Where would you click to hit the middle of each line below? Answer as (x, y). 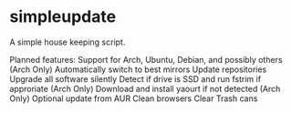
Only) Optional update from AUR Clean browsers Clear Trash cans (134, 98)
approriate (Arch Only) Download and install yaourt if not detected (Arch (145, 88)
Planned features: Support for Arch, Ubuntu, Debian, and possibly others (146, 59)
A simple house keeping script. (68, 42)
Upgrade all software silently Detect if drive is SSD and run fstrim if (136, 78)
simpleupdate (63, 17)
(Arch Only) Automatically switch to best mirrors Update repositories (138, 69)
